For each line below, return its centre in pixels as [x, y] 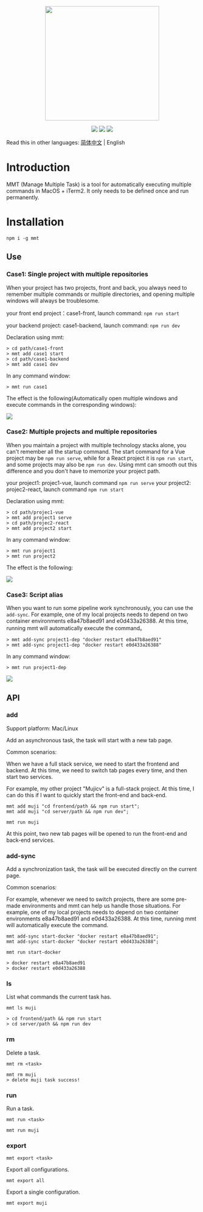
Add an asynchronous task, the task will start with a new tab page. [90, 740]
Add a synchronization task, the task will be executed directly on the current [101, 869]
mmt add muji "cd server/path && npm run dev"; [68, 811]
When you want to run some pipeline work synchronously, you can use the [100, 608]
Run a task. [20, 1109]
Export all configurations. [38, 1170]
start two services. [30, 776]
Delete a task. [23, 1053]
